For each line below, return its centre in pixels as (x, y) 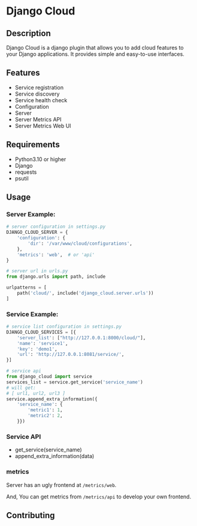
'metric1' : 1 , (45, 410)
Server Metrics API (38, 119)
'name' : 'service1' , (43, 343)
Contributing (31, 515)
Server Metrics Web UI (43, 126)
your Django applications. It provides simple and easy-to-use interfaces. (95, 54)
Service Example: (32, 314)
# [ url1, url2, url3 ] (36, 393)
